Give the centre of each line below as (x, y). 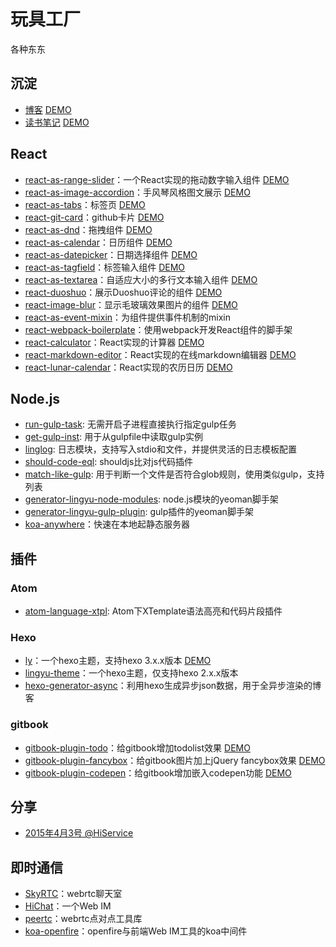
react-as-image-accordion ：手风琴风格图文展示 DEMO (137, 192)
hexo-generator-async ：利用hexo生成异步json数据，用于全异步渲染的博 (173, 686)
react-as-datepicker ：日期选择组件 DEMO (111, 254)
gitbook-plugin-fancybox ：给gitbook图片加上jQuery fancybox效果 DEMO (175, 760)
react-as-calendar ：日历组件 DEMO (98, 242)
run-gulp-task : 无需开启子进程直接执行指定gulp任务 (130, 424)
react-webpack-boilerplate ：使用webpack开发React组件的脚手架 (158, 329)
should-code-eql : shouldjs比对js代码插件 (109, 462)
